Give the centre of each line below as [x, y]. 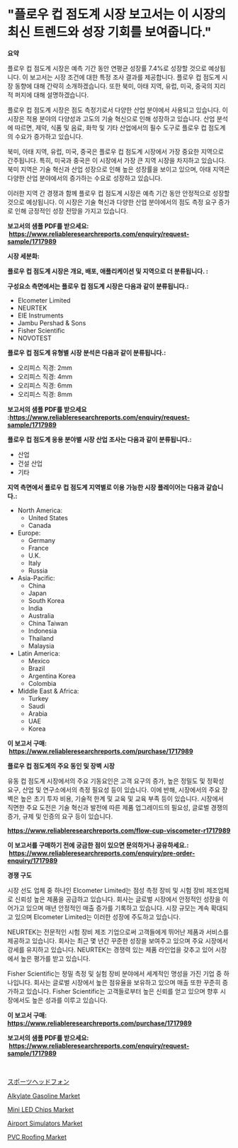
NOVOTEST [34, 338]
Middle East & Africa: [48, 691]
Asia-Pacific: [36, 578]
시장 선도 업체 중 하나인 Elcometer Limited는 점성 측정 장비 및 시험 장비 [106, 890]
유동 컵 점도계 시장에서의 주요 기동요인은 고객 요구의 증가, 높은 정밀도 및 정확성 [116, 781]
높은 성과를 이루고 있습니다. [69, 1000]
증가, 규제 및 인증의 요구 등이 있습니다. [60, 816]
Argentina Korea [52, 676]
